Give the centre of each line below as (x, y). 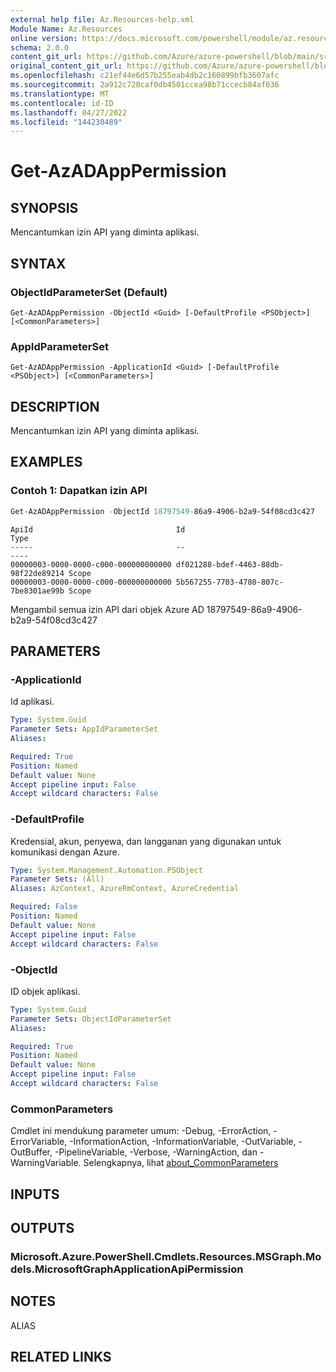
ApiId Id (98, 529)
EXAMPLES (46, 462)
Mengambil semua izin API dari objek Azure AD (107, 609)
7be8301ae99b (37, 591)
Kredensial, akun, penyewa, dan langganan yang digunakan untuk (146, 841)
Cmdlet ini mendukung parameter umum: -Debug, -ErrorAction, (141, 1131)
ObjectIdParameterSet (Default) (89, 292)
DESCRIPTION (55, 406)
